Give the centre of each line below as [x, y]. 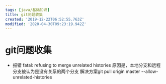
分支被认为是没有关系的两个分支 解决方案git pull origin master [76, 71]
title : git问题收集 [24, 15]
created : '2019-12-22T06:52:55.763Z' [45, 19]
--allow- [150, 71]
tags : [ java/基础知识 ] [27, 10]
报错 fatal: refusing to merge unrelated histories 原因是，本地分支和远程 [87, 65]
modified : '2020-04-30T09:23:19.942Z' [46, 24]
